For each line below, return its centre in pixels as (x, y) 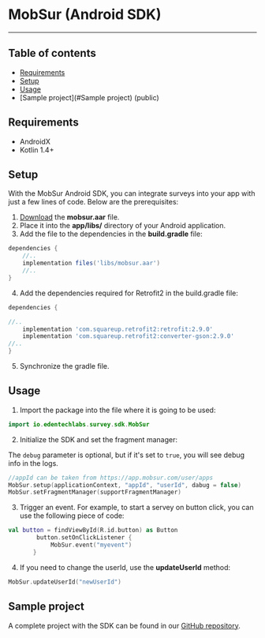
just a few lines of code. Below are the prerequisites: (93, 202)
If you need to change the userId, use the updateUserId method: (125, 567)
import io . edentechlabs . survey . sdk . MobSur (79, 424)
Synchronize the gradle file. (64, 366)
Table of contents (52, 53)
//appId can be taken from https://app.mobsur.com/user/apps (111, 478)
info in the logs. (34, 463)
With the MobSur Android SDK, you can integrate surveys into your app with (132, 193)
